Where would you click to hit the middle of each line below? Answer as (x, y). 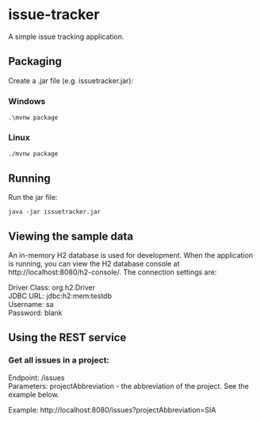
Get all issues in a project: (59, 360)
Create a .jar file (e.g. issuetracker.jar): (71, 80)
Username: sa (31, 304)
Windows (27, 101)
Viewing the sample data (71, 236)
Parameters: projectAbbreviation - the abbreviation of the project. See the (129, 386)
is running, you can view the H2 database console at (94, 263)
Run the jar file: (33, 198)
